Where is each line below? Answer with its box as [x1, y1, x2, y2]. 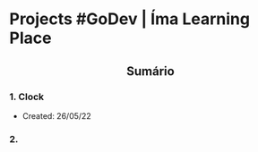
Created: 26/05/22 [21, 110, 91, 121]
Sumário [126, 63, 175, 79]
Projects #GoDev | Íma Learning [9, 9, 251, 30]
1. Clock [9, 90, 45, 103]
